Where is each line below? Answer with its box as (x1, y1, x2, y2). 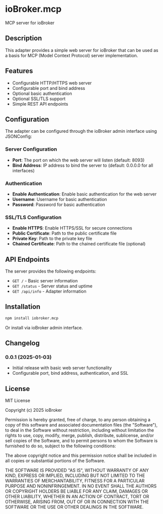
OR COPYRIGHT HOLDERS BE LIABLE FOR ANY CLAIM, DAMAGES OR (5, 488, 148, 494)
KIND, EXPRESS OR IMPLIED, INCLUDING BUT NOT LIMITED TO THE (5, 473, 145, 478)
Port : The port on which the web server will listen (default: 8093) (12, 157, 145, 163)
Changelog (5, 339, 40, 348)
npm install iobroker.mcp (5, 316, 58, 320)
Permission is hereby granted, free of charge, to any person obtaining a (5, 417, 151, 423)
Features (5, 67, 33, 75)
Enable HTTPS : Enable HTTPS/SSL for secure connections (12, 225, 132, 231)
